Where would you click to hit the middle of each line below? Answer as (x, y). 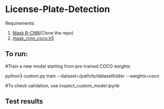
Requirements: (20, 23)
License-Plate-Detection (58, 9)
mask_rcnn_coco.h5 (33, 38)
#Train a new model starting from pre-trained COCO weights (68, 66)
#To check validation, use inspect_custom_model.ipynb (62, 85)
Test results (24, 101)
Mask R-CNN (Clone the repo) (43, 33)
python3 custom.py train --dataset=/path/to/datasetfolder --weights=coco (82, 76)
